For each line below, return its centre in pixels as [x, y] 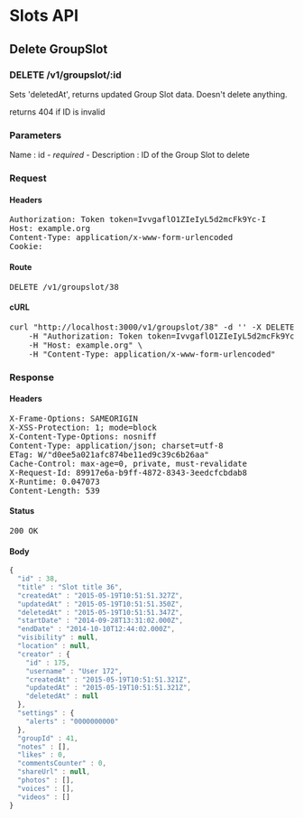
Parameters [35, 135]
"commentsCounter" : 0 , [62, 764]
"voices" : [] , [46, 788]
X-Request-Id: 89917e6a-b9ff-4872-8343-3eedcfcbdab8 [129, 472]
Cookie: [26, 246]
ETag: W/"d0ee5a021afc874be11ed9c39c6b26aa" [110, 454]
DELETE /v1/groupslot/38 [64, 287]
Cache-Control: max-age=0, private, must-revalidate [129, 463]
